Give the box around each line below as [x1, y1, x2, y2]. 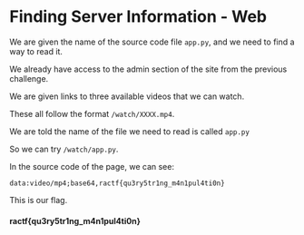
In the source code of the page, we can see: [9, 161, 175, 171]
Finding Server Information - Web [9, 6, 268, 27]
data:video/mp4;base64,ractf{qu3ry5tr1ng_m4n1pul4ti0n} [9, 179, 225, 188]
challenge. [9, 73, 49, 83]
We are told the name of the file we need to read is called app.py [9, 125, 250, 137]
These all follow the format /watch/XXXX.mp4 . [9, 108, 175, 119]
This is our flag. [9, 194, 68, 205]
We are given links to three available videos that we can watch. [9, 91, 245, 102]
